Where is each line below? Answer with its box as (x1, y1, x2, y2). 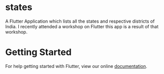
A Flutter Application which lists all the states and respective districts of (5, 18, 155, 24)
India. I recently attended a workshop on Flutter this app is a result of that (5, 23, 159, 29)
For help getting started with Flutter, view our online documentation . (5, 63, 147, 69)
